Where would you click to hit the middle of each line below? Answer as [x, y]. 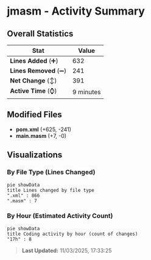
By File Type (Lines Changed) [51, 173]
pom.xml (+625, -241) [44, 129]
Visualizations [35, 155]
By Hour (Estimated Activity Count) [60, 216]
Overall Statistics [40, 34]
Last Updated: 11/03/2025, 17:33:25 [67, 250]
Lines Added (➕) [34, 61]
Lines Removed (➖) [38, 71]
